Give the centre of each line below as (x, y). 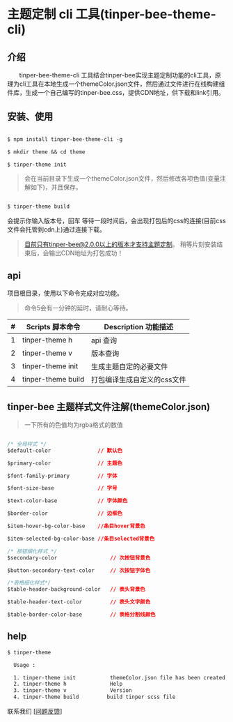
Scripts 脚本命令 (53, 327)
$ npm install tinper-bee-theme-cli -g (65, 139)
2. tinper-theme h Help (68, 684)
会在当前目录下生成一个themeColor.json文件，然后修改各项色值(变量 (122, 179)
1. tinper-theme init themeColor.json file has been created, (121, 677)
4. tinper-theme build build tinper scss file (95, 697)
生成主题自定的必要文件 (129, 367)
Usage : (25, 665)
